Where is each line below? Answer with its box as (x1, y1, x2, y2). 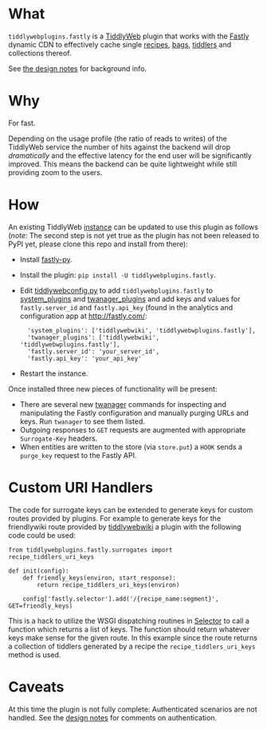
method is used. (8, 649, 61, 660)
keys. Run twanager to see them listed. (19, 417, 146, 426)
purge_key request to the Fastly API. (19, 450, 137, 460)
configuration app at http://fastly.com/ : (19, 311, 147, 321)
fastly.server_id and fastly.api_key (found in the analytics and (19, 302, 234, 312)
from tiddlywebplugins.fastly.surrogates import (8, 545, 173, 554)
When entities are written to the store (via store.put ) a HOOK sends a (19, 441, 243, 452)
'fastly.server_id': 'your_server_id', (27, 347, 159, 356)
